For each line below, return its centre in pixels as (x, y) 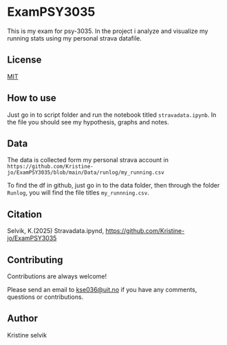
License (24, 60)
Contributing (35, 259)
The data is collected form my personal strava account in (88, 160)
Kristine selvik (27, 335)
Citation (25, 214)
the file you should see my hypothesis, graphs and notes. (88, 122)
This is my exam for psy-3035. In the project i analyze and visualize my (108, 31)
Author (22, 319)
